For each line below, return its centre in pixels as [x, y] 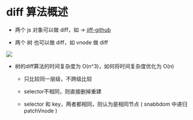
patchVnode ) [41, 110]
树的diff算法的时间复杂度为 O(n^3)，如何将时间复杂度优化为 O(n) [94, 66]
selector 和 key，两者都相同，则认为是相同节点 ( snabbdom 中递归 [105, 104]
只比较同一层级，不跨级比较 [58, 78]
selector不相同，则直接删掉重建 [62, 91]
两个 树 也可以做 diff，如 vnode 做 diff [62, 42]
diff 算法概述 [37, 12]
